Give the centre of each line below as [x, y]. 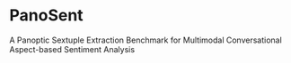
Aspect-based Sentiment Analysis [72, 49]
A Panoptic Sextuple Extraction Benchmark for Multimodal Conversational [146, 40]
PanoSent [46, 16]
